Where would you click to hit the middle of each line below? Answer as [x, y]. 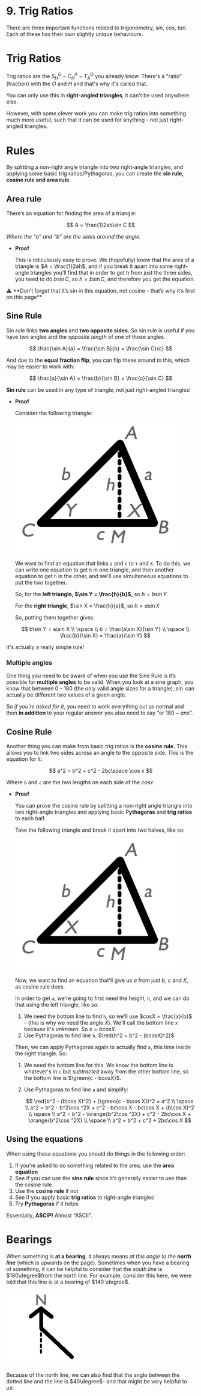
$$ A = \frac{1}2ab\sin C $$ [101, 225]
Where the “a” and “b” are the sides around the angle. [73, 237]
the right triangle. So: [41, 1053]
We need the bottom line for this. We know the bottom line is [98, 1065]
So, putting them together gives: [55, 617]
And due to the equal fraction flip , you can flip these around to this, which [98, 360]
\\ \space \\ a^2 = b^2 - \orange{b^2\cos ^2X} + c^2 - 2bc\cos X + [110, 1114]
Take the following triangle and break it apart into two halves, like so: [100, 830]
